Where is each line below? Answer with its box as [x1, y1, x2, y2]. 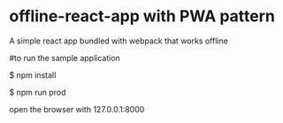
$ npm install [9, 69, 57, 81]
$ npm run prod [9, 87, 66, 97]
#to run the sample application [9, 52, 121, 63]
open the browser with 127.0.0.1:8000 [9, 104, 145, 114]
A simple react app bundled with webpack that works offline [9, 35, 228, 46]
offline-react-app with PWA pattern [9, 6, 276, 27]
